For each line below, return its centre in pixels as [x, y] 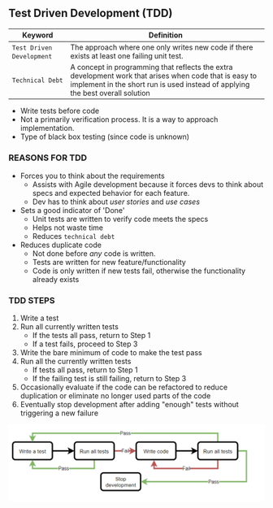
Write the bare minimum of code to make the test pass [111, 352]
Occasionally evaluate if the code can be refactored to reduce [124, 387]
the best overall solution [110, 93]
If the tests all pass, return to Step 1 [91, 335]
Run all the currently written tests [76, 361]
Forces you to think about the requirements [92, 176]
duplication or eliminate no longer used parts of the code [115, 395]
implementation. [47, 128]
